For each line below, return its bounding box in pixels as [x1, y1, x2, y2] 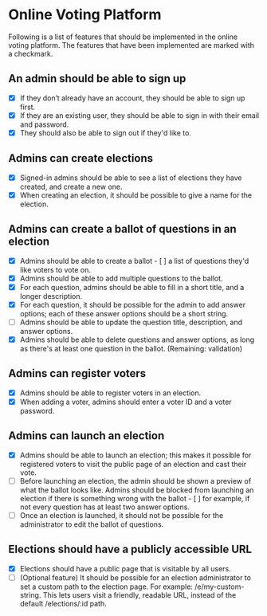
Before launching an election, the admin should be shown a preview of [19, 476, 252, 485]
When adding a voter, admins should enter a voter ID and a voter [19, 397, 233, 406]
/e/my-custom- [194, 582, 245, 591]
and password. [19, 120, 69, 129]
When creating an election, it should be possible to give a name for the [19, 190, 253, 200]
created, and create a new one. [19, 182, 123, 191]
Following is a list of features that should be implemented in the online [8, 32, 238, 41]
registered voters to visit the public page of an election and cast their [19, 459, 247, 469]
